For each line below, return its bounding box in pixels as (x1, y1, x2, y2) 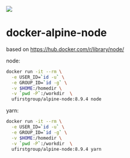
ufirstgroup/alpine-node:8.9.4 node (11, 96, 102, 102)
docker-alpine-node (6, 26, 108, 40)
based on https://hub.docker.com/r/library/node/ (6, 45, 124, 53)
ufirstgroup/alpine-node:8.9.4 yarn (11, 146, 102, 152)
